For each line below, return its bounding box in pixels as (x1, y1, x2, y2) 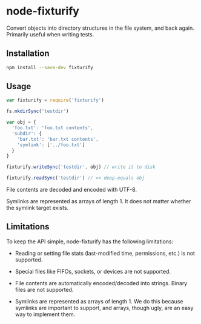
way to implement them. (15, 311, 76, 318)
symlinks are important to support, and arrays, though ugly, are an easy (15, 304, 194, 311)
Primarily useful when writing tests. (6, 30, 94, 38)
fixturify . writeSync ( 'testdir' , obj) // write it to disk (6, 164, 156, 170)
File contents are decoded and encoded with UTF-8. (6, 186, 137, 194)
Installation (6, 49, 50, 59)
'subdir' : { (12, 130, 42, 137)
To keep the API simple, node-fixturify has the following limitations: (6, 238, 174, 245)
